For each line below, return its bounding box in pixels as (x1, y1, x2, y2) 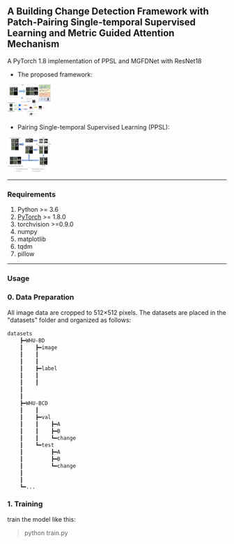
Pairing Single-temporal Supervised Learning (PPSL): (17, 123, 170, 132)
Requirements (7, 189, 56, 199)
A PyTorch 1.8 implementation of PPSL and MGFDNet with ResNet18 (7, 56, 202, 65)
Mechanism (7, 38, 60, 50)
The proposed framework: (17, 70, 93, 79)
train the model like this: (7, 515, 76, 523)
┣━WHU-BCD (19, 400, 49, 407)
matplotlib (17, 235, 47, 243)
